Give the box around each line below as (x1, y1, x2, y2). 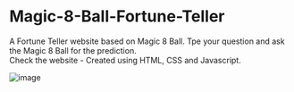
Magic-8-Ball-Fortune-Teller (9, 6, 225, 27)
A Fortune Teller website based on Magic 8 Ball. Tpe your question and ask (9, 36, 285, 46)
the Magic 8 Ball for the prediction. (9, 45, 137, 55)
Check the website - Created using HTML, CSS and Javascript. (9, 54, 241, 65)
